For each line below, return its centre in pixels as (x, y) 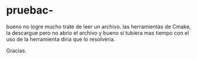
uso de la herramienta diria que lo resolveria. (61, 39)
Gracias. (16, 50)
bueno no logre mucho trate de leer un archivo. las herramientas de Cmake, (99, 27)
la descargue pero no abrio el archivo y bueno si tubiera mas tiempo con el (98, 32)
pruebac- (30, 10)
